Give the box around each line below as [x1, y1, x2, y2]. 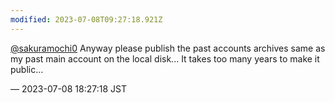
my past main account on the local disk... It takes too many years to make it [10, 52, 320, 65]
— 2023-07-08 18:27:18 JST [10, 82, 127, 95]
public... [10, 63, 44, 75]
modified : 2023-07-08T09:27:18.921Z [10, 14, 163, 25]
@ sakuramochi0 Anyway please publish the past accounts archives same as [10, 42, 326, 54]
